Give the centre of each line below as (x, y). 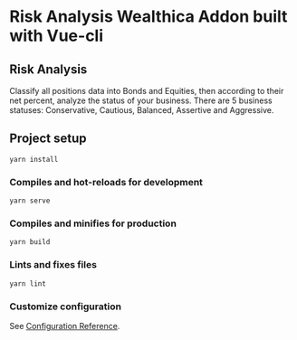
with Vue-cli (57, 36)
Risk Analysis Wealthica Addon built (148, 17)
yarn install (34, 159)
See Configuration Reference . (65, 326)
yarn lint (28, 283)
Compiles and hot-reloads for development (106, 182)
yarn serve (30, 201)
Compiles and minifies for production (93, 223)
